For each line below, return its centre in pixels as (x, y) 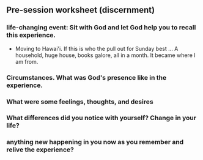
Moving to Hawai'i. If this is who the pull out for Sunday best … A (97, 48)
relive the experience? (40, 150)
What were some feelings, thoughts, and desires (80, 102)
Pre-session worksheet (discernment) (80, 10)
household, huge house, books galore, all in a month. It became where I (105, 55)
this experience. (31, 35)
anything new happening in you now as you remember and (95, 142)
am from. (27, 61)
